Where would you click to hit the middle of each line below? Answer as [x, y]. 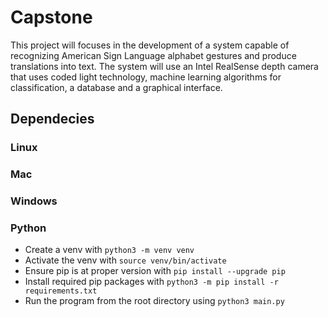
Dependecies [52, 119]
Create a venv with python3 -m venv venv [109, 250]
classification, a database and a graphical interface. [116, 87]
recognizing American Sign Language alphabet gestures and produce [153, 55]
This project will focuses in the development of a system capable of [150, 45]
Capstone [51, 17]
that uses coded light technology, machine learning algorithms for [146, 77]
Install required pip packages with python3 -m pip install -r [151, 282]
